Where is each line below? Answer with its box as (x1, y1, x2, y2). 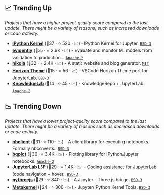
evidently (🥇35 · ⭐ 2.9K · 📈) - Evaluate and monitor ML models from (12, 48, 152, 53)
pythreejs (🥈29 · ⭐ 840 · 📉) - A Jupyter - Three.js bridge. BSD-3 (12, 176, 142, 182)
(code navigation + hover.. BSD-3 (12, 171, 78, 177)
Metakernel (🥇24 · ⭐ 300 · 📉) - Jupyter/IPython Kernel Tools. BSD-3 (12, 184, 151, 190)
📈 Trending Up (5, 4, 52, 12)
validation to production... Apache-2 (12, 54, 83, 60)
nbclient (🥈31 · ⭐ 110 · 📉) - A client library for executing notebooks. (12, 138, 150, 145)
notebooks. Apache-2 (12, 158, 54, 164)
